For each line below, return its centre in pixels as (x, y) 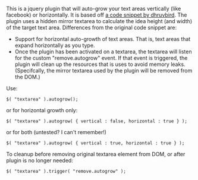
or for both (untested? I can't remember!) (56, 132)
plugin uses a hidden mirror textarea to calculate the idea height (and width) (99, 21)
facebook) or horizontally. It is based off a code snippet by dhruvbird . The (97, 15)
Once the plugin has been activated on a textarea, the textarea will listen (103, 52)
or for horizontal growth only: (42, 110)
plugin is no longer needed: (40, 160)
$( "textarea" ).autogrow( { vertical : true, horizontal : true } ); (95, 143)
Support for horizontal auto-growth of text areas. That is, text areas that (103, 39)
